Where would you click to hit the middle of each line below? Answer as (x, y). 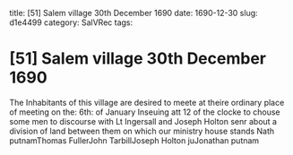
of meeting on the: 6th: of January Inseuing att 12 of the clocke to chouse (145, 112)
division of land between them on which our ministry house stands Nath (142, 131)
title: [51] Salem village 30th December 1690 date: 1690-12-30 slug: (134, 13)
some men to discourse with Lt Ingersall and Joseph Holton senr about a (143, 121)
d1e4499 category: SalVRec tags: (71, 22)
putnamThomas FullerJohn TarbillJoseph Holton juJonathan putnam (134, 140)
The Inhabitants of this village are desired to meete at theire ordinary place (147, 102)
